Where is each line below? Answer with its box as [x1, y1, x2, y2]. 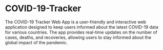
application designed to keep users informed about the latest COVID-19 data [5, 24, 159, 30]
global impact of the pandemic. [5, 39, 68, 45]
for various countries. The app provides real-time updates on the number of [5, 29, 158, 35]
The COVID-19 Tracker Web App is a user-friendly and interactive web [5, 19, 146, 25]
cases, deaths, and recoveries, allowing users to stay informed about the [5, 34, 151, 40]
